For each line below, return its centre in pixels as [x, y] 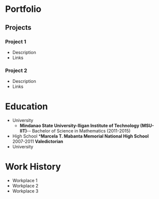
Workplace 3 [25, 191]
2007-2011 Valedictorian [38, 141]
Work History [33, 167]
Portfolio [23, 9]
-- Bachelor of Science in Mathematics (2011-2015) [79, 131]
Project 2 [16, 70]
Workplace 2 [25, 186]
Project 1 [16, 42]
